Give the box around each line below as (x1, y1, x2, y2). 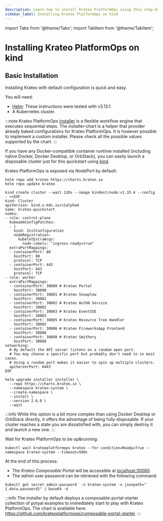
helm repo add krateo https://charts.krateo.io (5, 177, 103, 182)
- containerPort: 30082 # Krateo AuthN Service (9, 300, 108, 305)
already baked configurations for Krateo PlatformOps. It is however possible (5, 128, 157, 134)
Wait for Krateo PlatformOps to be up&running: (5, 436, 98, 442)
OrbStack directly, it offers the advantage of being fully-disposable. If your (5, 416, 154, 422)
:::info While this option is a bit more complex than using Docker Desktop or (5, 411, 156, 417)
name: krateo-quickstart (5, 207, 55, 212)
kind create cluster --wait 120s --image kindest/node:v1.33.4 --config (5, 190, 155, 195)
